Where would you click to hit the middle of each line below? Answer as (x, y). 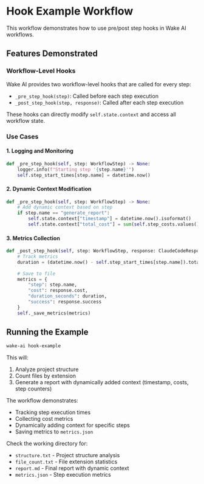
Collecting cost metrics (44, 419)
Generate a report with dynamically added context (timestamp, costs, (102, 382)
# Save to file (36, 274)
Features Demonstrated (52, 54)
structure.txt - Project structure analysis (67, 455)
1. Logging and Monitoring (40, 151)
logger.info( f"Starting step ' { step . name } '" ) (76, 169)
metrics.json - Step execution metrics (63, 475)
